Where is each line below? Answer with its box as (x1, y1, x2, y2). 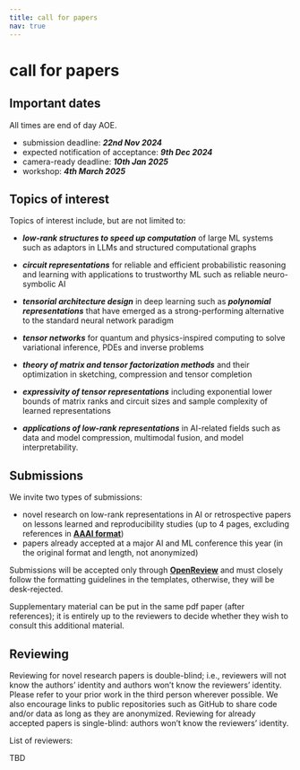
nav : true (9, 22, 47, 31)
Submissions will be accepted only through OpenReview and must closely (9, 564, 284, 575)
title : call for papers (9, 13, 99, 22)
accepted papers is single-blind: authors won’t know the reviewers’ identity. (9, 717, 289, 728)
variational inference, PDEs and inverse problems (21, 342, 204, 353)
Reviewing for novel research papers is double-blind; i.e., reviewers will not (9, 669, 287, 680)
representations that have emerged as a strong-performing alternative (21, 306, 285, 317)
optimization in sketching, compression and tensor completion (21, 369, 253, 380)
